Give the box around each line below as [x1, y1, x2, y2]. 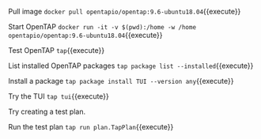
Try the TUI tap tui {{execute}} [8, 92, 109, 101]
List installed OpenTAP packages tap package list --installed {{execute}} [8, 61, 254, 70]
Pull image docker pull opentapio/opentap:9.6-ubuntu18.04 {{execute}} [8, 7, 241, 16]
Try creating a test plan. [8, 107, 85, 116]
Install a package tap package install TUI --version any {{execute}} [8, 77, 234, 85]
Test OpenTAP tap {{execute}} [8, 46, 105, 54]
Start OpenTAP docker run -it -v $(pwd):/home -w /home [8, 22, 196, 31]
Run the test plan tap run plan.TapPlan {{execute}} [8, 122, 174, 131]
